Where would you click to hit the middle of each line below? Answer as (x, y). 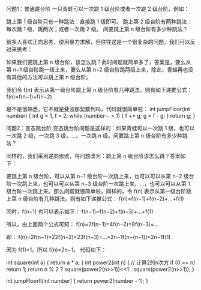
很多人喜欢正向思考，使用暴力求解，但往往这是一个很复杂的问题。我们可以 (98, 42)
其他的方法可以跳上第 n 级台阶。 (51, 77)
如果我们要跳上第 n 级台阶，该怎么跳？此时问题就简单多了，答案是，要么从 (99, 62)
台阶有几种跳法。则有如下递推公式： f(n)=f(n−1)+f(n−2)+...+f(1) (106, 199)
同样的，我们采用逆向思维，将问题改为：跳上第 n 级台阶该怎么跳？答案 (94, 156)
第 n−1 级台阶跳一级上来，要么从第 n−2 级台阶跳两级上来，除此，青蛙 (92, 70)
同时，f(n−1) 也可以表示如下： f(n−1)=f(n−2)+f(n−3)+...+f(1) (80, 211)
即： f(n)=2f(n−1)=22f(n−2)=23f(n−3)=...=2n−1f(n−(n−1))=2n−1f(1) (88, 237)
